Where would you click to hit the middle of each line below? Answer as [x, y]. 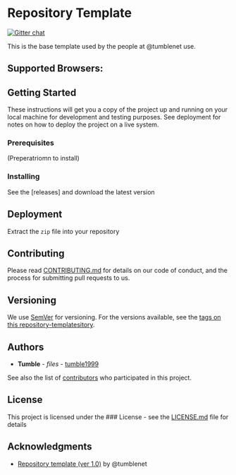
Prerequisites [31, 143]
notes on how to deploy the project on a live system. [83, 124]
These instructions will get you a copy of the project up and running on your [117, 110]
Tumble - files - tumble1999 [58, 364]
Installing [24, 177]
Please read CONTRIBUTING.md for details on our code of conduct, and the [117, 271]
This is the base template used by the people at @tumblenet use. [101, 46]
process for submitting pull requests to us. [69, 278]
